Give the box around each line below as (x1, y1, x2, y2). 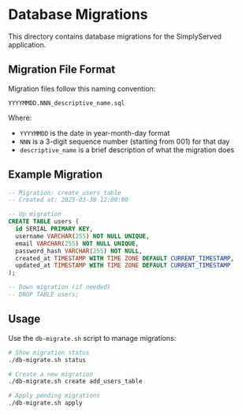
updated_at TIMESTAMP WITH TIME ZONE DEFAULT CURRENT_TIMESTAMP (15, 262, 231, 270)
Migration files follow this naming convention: (8, 84, 156, 93)
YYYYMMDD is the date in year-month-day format (19, 128, 170, 137)
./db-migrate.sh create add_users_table (8, 377, 143, 386)
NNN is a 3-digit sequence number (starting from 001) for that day (19, 136, 230, 146)
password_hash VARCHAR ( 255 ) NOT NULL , (15, 247, 143, 255)
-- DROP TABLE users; (8, 290, 80, 299)
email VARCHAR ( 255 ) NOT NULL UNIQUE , (15, 239, 140, 248)
